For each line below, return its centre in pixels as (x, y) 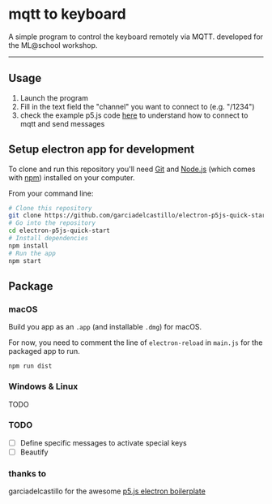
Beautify (34, 452)
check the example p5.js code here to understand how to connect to (134, 115)
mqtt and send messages (62, 123)
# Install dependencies (49, 239)
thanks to (28, 473)
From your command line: (51, 193)
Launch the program (54, 97)
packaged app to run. (44, 351)
